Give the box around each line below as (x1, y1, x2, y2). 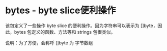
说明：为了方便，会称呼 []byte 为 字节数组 (5, 39, 93, 46)
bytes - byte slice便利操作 (5, 5, 116, 16)
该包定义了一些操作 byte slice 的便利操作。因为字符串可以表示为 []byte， (5, 22, 158, 29)
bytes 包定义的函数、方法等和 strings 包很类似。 (14, 29, 116, 35)
